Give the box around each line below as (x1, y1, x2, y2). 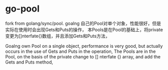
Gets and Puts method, (5, 59, 53, 65)
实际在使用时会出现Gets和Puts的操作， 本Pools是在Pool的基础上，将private (5, 26, 163, 33)
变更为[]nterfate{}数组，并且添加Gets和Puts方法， (5, 33, 110, 39)
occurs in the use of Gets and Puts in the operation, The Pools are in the (5, 48, 156, 54)
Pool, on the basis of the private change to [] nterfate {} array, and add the (5, 53, 161, 59)
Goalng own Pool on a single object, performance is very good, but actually (5, 43, 163, 49)
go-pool (5, 3, 40, 15)
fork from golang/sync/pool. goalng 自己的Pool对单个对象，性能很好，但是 (5, 20, 161, 26)
